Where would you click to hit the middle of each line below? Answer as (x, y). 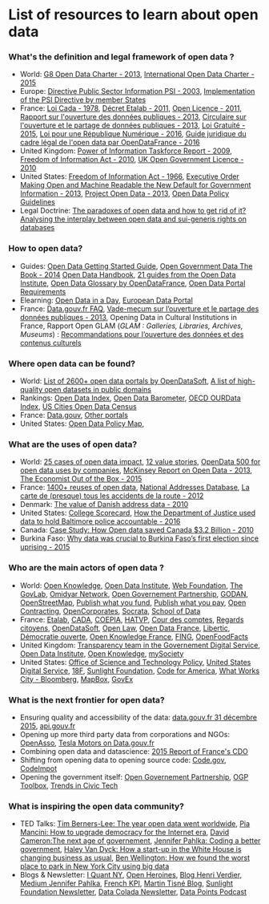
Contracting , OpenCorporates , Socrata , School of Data (110, 610)
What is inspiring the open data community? (96, 806)
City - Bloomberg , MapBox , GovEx (76, 679)
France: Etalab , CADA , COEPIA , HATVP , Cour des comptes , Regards (132, 619)
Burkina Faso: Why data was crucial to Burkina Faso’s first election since (139, 538)
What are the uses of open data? (73, 444)
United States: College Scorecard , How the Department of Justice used (138, 513)
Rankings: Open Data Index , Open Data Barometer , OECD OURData (130, 398)
